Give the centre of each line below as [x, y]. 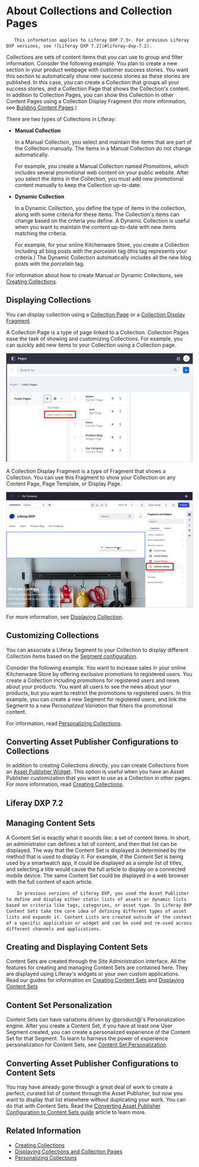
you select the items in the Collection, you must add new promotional [99, 179]
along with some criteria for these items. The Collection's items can [97, 214]
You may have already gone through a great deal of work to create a [89, 1087]
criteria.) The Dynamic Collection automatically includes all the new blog [103, 257]
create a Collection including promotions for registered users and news [93, 680]
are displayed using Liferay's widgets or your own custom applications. [93, 974]
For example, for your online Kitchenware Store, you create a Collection [102, 245]
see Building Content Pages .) [42, 107]
